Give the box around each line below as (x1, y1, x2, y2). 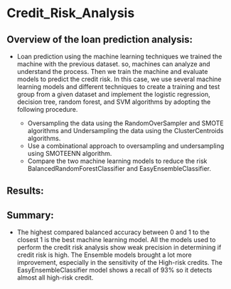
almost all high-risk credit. (16, 273, 94, 282)
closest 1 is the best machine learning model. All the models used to (16, 236, 216, 244)
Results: (6, 185, 44, 197)
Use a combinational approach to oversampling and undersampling (27, 142, 225, 150)
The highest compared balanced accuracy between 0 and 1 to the (16, 228, 210, 236)
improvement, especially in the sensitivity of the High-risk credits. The (16, 258, 223, 267)
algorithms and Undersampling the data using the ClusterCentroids (27, 127, 224, 135)
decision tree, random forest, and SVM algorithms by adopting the (16, 98, 211, 106)
